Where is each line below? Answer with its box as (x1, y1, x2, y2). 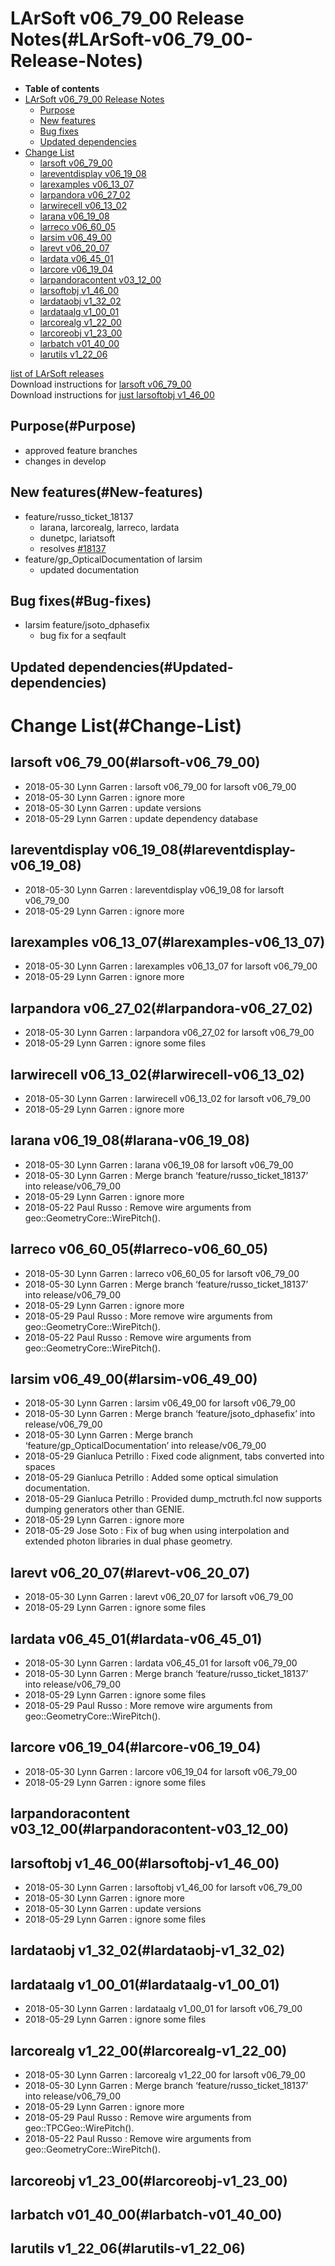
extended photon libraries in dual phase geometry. (24, 1535, 233, 1547)
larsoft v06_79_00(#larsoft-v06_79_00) (10, 754, 261, 771)
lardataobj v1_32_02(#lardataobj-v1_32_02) (10, 1942, 286, 1959)
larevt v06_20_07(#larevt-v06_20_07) (10, 1564, 251, 1581)
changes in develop (24, 455, 107, 467)
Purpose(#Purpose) (10, 418, 137, 435)
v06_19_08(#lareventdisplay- (111, 842, 297, 859)
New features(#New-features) (10, 484, 204, 501)
